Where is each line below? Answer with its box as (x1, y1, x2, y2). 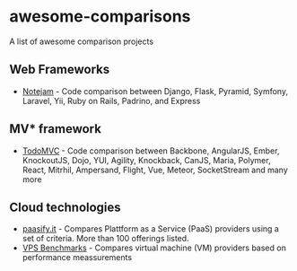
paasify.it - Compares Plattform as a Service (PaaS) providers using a (22, 223, 280, 234)
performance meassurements (22, 252, 133, 263)
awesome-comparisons (9, 6, 191, 27)
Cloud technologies (9, 199, 121, 214)
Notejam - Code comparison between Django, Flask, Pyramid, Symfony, (22, 85, 289, 96)
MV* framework (9, 121, 101, 136)
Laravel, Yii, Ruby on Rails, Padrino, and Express (22, 95, 201, 106)
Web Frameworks (9, 62, 110, 77)
